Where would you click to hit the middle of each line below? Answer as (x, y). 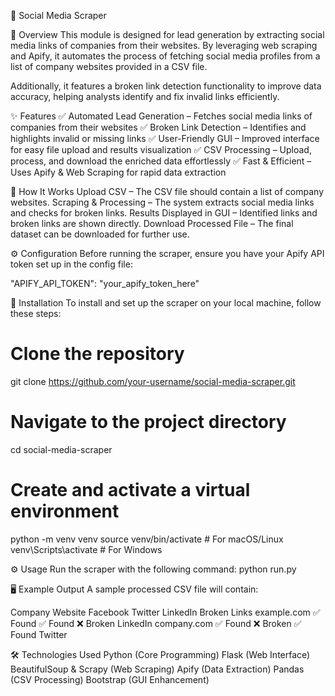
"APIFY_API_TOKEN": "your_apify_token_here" (105, 283)
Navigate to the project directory (148, 422)
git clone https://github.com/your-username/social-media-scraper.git (153, 381)
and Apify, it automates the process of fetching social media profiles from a (165, 56)
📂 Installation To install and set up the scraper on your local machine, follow (166, 303)
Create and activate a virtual (130, 490)
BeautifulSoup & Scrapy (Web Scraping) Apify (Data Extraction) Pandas (157, 669)
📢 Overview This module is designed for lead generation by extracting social (167, 34)
